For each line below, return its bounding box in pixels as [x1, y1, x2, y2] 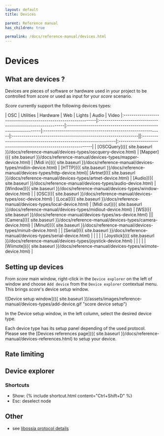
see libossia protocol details [12, 425, 69, 431]
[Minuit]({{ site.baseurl [34, 222, 80, 228]
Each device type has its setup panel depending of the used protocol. [5, 325, 146, 331]
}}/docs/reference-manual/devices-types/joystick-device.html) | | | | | [5, 238, 146, 244]
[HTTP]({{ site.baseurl [60, 165, 106, 170]
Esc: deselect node [12, 398, 52, 404]
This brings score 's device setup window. [5, 286, 89, 292]
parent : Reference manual [5, 21, 58, 26]
